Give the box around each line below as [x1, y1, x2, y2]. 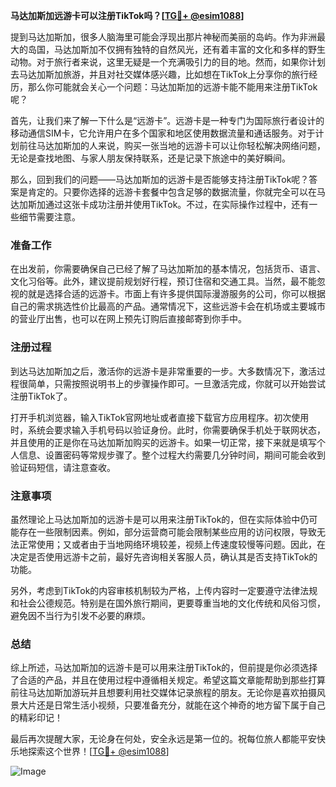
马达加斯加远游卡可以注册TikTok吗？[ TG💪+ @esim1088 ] [10, 10, 245, 21]
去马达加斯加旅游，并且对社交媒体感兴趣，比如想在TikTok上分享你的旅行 [10, 69, 310, 80]
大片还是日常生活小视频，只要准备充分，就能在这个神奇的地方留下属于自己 [18, 699, 326, 711]
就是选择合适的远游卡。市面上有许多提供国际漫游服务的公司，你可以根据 [27, 288, 326, 300]
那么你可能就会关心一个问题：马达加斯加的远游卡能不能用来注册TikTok [27, 81, 318, 93]
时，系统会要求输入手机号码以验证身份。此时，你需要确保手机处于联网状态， [10, 424, 326, 436]
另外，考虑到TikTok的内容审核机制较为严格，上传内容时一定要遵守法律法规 [10, 584, 318, 596]
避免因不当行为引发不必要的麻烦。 [10, 609, 151, 621]
